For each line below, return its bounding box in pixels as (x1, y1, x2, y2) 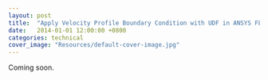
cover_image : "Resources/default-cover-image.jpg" (8, 41, 180, 49)
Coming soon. (8, 63, 54, 72)
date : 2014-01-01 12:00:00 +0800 (8, 26, 127, 34)
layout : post (8, 11, 52, 20)
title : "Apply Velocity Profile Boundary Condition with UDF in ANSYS (8, 19, 251, 27)
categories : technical (8, 33, 84, 42)
